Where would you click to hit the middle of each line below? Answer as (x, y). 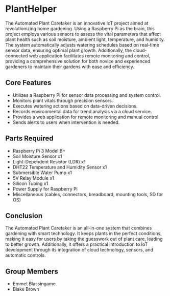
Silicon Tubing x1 (30, 183)
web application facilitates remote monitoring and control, (90, 56)
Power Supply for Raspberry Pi (45, 189)
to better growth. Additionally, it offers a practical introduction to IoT (77, 244)
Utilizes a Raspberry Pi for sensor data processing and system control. (87, 95)
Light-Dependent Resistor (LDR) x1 (49, 161)
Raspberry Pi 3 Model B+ (39, 151)
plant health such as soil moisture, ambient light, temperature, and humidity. (85, 39)
